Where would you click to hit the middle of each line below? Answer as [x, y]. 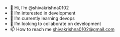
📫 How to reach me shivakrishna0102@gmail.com [62, 29]
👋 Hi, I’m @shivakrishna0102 [39, 8]
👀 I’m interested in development [43, 13]
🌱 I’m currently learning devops [42, 18]
